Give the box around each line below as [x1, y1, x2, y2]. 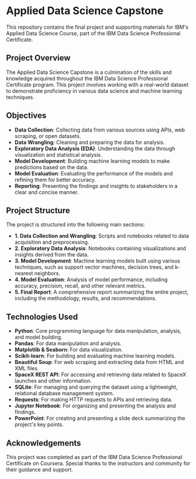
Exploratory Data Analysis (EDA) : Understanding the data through [14, 145, 176, 152]
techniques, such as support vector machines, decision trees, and [14, 264, 174, 271]
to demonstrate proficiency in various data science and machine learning [6, 87, 183, 95]
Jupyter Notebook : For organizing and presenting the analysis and [14, 402, 176, 409]
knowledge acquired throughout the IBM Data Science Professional [6, 75, 168, 82]
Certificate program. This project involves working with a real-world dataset [6, 81, 189, 88]
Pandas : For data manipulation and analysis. [14, 340, 122, 347]
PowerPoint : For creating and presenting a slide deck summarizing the [14, 415, 185, 422]
